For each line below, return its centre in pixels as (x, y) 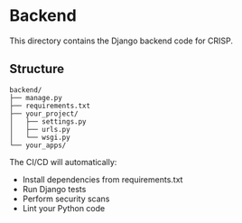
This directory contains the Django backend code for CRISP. (121, 41)
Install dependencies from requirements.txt (102, 179)
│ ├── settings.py (48, 121)
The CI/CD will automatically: (63, 162)
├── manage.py (36, 98)
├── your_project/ (44, 114)
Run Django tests (54, 189)
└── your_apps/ (38, 145)
